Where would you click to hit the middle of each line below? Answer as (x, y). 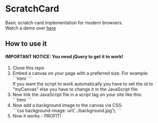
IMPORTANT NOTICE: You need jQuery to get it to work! (64, 56)
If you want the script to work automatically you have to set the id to (83, 84)
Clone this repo (28, 68)
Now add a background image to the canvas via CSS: (67, 105)
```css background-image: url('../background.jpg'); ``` (67, 110)
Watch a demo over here (31, 28)
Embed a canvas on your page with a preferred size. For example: (81, 73)
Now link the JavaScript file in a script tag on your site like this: (77, 94)
